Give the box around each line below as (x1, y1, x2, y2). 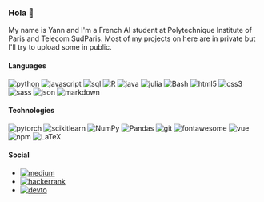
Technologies (8, 106, 55, 115)
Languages (8, 60, 46, 71)
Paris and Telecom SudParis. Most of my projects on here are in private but (8, 34, 256, 43)
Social (8, 150, 30, 160)
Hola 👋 (8, 7, 34, 18)
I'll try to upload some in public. (8, 42, 112, 52)
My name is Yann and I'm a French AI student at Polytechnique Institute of (8, 26, 252, 35)
